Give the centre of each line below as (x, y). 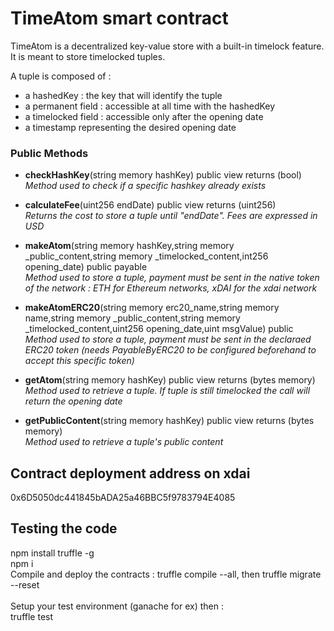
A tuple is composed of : (61, 76)
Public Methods (49, 153)
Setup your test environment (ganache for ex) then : (117, 606)
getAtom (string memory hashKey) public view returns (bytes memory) (170, 380)
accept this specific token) (79, 361)
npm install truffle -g (52, 553)
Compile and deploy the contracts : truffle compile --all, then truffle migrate (166, 574)
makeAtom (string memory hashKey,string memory (129, 246)
